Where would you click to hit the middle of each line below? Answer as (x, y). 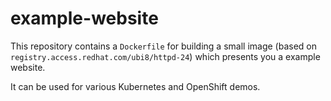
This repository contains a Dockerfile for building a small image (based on (164, 46)
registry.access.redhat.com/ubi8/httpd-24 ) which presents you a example (165, 56)
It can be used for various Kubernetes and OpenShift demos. (135, 86)
